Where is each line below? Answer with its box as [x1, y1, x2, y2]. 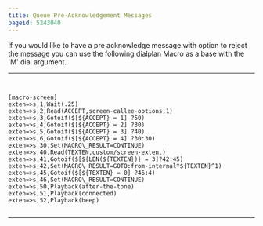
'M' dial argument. [8, 56, 67, 67]
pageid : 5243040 [8, 19, 61, 27]
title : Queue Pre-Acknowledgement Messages [8, 11, 153, 20]
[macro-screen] [8, 93, 58, 101]
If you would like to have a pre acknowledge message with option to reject [8, 40, 248, 49]
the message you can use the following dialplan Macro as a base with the [8, 49, 245, 58]
